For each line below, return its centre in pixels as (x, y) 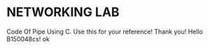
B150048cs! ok (28, 38)
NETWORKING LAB (63, 12)
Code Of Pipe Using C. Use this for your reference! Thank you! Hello (105, 31)
